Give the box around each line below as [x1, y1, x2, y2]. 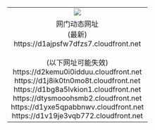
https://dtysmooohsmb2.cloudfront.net [13, 93, 142, 103]
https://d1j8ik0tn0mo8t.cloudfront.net [13, 75, 141, 85]
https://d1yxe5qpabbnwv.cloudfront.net [11, 102, 144, 112]
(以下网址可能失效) [46, 58, 109, 67]
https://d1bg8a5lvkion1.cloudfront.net [13, 84, 142, 94]
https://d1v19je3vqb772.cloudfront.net [11, 110, 143, 120]
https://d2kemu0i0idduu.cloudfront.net [13, 67, 142, 77]
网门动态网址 [56, 19, 99, 29]
